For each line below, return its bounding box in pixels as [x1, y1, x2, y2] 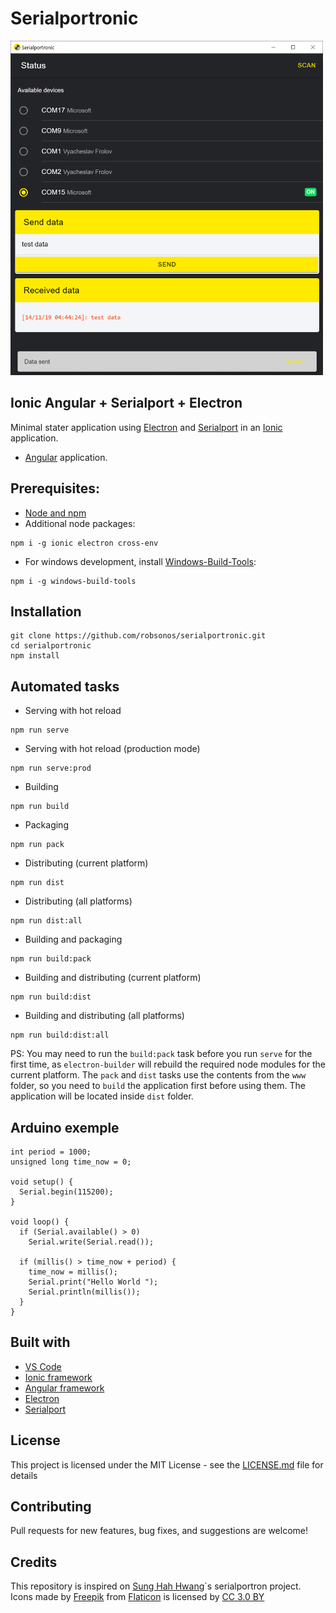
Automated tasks [10, 678, 120, 695]
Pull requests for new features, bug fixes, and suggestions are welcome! [10, 1525, 309, 1537]
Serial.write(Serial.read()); [28, 1237, 155, 1247]
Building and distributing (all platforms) [24, 1010, 185, 1022]
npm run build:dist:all [10, 1030, 110, 1041]
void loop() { [10, 1217, 70, 1227]
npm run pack [10, 840, 65, 850]
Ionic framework [24, 1371, 93, 1383]
